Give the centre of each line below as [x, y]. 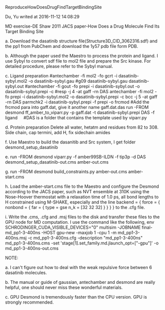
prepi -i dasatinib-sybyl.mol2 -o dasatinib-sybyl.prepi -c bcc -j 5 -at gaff [84, 97]
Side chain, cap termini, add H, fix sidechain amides [58, 132]
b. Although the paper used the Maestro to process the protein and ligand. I [82, 56]
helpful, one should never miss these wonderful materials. [64, 287]
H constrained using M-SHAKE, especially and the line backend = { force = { [82, 202]
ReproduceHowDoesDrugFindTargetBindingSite [53, 7]
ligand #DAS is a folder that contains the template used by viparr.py [76, 118]
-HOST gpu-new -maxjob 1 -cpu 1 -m [79, 233]
